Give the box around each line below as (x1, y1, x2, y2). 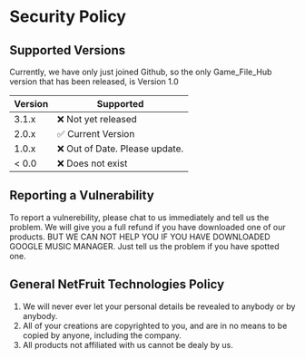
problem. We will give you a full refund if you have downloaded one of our (9, 221, 286, 232)
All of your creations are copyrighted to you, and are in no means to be (22, 320, 288, 331)
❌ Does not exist (57, 157, 128, 170)
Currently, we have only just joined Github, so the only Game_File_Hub (9, 66, 272, 77)
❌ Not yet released (57, 113, 138, 125)
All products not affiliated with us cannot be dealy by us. (22, 339, 233, 350)
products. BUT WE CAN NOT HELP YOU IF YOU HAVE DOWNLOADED (9, 231, 271, 242)
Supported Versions (9, 43, 125, 58)
